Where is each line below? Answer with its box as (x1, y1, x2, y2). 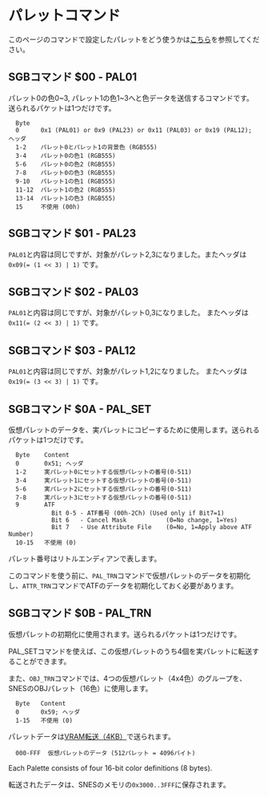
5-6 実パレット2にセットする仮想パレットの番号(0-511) (15, 485, 192, 493)
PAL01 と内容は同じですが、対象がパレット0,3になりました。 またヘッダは (8, 308, 250, 318)
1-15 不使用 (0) (15, 716, 74, 725)
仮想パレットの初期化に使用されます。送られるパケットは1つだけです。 (8, 629, 242, 639)
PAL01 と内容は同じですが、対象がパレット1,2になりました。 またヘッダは (8, 366, 248, 376)
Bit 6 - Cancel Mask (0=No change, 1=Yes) (50, 516, 238, 524)
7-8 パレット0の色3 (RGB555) (15, 168, 116, 176)
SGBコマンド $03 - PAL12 (8, 343, 136, 357)
